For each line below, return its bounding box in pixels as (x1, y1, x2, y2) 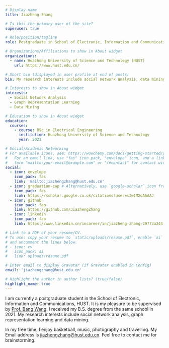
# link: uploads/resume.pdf (5, 254, 69, 259)
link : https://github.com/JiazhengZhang (14, 207, 100, 212)
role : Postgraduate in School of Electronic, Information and (5, 40, 138, 45)
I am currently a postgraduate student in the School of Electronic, (5, 295, 141, 301)
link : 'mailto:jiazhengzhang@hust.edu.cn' (14, 179, 105, 184)
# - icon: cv (5, 244, 33, 250)
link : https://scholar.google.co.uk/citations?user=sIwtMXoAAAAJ (14, 193, 154, 198)
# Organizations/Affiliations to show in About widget (5, 49, 123, 54)
